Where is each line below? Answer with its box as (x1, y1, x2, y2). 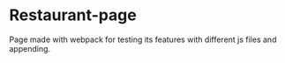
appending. (9, 43, 51, 53)
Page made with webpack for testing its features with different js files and (9, 34, 277, 45)
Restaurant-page (9, 5, 137, 25)
